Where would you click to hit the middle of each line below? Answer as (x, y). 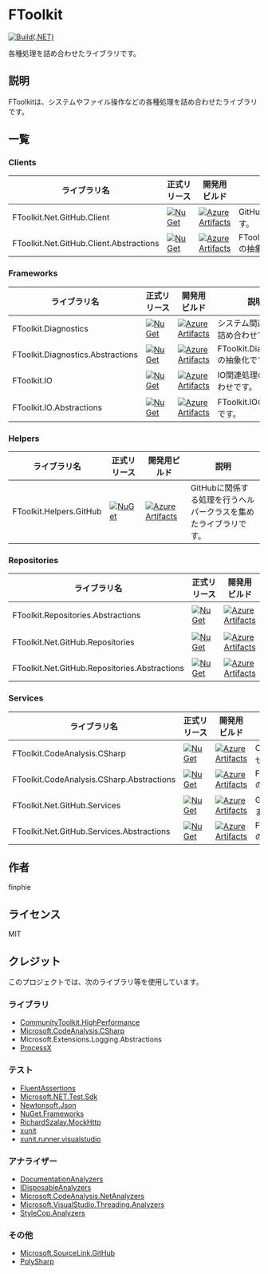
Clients (22, 163)
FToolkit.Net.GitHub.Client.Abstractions (86, 244)
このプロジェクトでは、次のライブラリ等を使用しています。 (106, 982)
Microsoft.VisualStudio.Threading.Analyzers (92, 1205)
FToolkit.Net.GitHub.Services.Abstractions (91, 831)
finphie (20, 887)
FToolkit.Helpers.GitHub (57, 511)
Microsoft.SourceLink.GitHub (67, 1253)
